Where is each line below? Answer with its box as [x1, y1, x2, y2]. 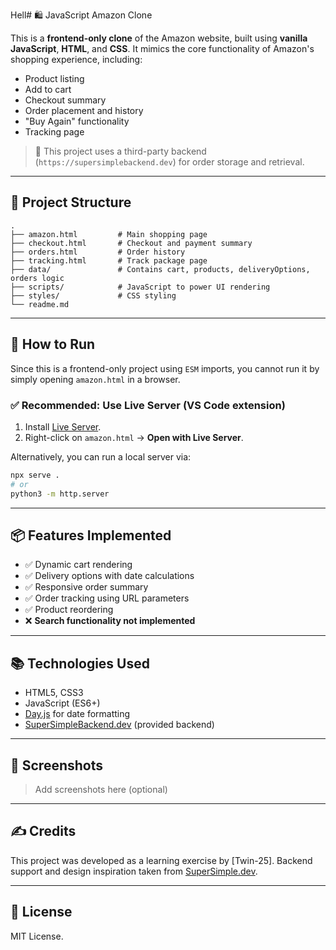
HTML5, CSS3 [24, 687, 84, 699]
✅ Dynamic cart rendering [24, 559, 133, 571]
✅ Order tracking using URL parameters [24, 592, 190, 604]
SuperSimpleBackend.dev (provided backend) [24, 719, 215, 731]
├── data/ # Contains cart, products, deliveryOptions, [10, 264, 311, 274]
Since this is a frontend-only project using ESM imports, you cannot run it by [10, 362, 320, 374]
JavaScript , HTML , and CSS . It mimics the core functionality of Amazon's [10, 43, 315, 54]
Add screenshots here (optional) [34, 783, 168, 795]
